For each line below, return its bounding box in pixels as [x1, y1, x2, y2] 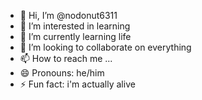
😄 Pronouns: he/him [19, 67, 105, 79]
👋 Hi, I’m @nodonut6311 [19, 10, 118, 21]
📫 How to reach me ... [19, 53, 113, 64]
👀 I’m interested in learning [19, 20, 131, 32]
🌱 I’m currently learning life [19, 31, 132, 42]
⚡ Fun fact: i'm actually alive [19, 78, 136, 90]
